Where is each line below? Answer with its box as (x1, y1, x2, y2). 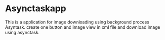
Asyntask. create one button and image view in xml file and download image (5, 24, 161, 30)
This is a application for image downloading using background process (5, 19, 150, 25)
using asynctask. (5, 29, 40, 35)
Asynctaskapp (5, 3, 67, 14)
